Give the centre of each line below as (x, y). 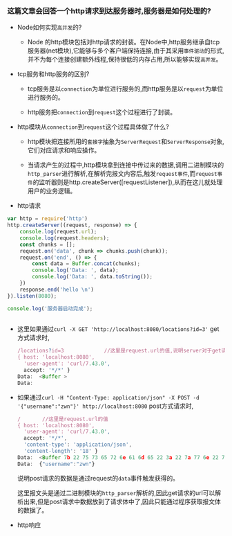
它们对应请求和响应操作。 (64, 150)
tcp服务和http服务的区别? (53, 74)
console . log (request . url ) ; (58, 232)
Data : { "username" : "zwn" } (56, 464)
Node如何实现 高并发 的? (49, 27)
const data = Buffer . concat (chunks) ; (86, 264)
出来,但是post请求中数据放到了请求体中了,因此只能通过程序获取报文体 (122, 501)
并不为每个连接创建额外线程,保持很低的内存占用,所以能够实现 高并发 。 (125, 60)
